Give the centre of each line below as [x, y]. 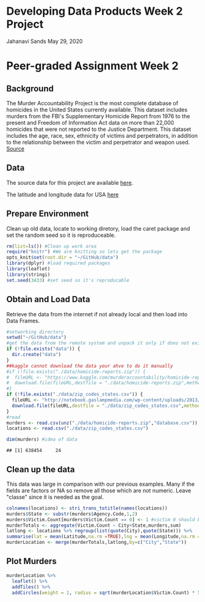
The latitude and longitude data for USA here [63, 195]
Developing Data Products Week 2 [95, 11]
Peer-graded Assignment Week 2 [92, 66]
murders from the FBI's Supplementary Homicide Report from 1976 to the [98, 116]
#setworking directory [35, 332]
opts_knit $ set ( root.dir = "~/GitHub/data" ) [63, 258]
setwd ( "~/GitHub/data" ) [37, 338]
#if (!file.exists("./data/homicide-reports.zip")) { [76, 371]
